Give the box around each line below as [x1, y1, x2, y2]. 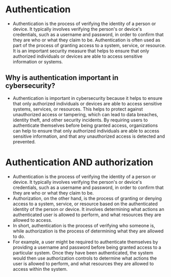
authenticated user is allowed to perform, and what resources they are [12, 211, 161, 218]
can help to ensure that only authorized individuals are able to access [12, 127, 160, 134]
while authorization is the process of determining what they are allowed [12, 228, 164, 234]
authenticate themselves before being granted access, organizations [12, 122, 158, 129]
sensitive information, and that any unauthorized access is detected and [12, 133, 165, 139]
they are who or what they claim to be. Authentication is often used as [12, 37, 160, 43]
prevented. [12, 138, 36, 144]
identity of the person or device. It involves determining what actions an [12, 206, 165, 212]
